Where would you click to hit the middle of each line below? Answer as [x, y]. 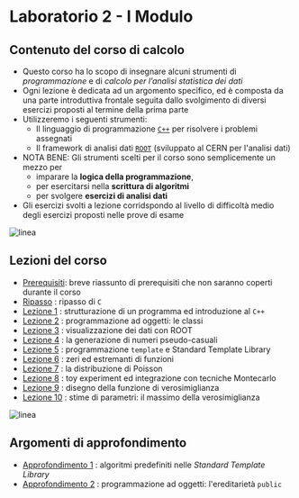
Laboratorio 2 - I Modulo [101, 17]
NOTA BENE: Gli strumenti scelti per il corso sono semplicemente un [149, 158]
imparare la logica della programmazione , [114, 177]
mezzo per [42, 167]
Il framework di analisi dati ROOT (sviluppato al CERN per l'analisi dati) [163, 148]
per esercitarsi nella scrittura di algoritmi [113, 186]
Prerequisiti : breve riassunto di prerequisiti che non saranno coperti [147, 282]
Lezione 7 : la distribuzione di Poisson [93, 368]
